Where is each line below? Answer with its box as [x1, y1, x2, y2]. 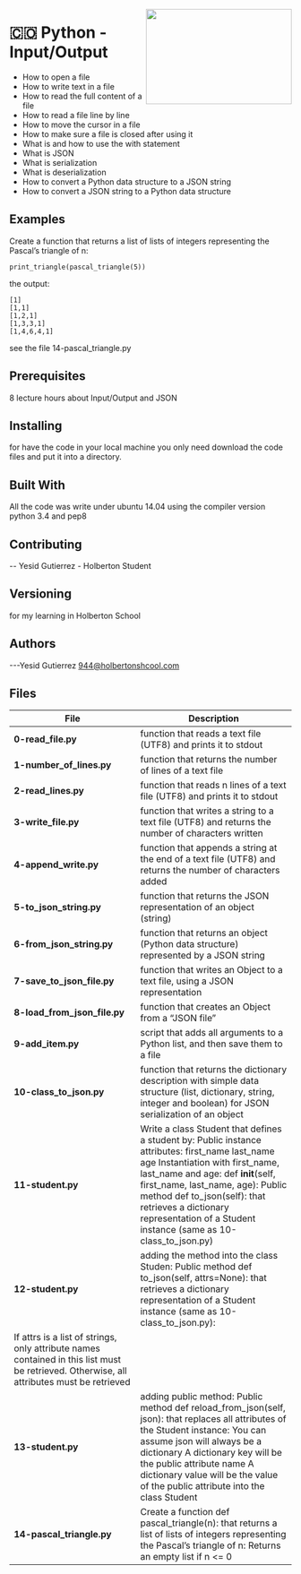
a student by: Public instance [140, 1134, 262, 1147]
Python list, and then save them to [140, 1037, 284, 1050]
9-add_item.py [13, 1037, 80, 1050]
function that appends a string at [140, 842, 278, 855]
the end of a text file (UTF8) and [140, 853, 276, 865]
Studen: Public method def [140, 1260, 253, 1273]
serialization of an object [140, 1108, 245, 1121]
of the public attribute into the [140, 1480, 265, 1492]
